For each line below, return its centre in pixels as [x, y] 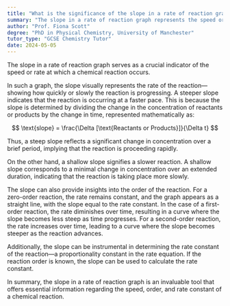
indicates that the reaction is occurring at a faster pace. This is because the [114, 100]
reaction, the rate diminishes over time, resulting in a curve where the [122, 211]
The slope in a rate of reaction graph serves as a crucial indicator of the [108, 65]
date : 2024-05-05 [32, 45]
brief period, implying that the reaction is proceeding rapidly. [93, 149]
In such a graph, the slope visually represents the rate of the [92, 85]
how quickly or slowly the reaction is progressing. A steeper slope [126, 93]
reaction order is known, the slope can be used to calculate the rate [102, 261]
